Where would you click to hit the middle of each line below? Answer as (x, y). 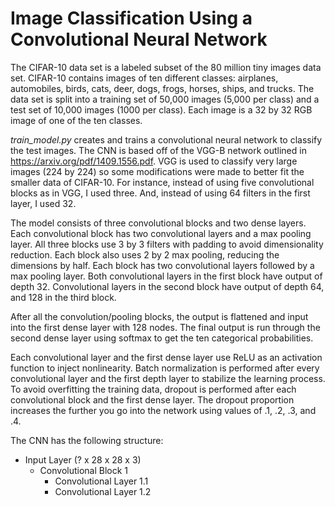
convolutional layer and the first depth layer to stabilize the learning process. (168, 378)
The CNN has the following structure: (87, 440)
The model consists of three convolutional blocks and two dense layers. (158, 223)
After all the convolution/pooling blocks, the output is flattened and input (159, 316)
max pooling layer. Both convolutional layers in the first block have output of (166, 276)
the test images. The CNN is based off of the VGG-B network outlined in (158, 150)
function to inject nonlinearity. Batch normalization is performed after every (165, 368)
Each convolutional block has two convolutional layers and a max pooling (161, 233)
